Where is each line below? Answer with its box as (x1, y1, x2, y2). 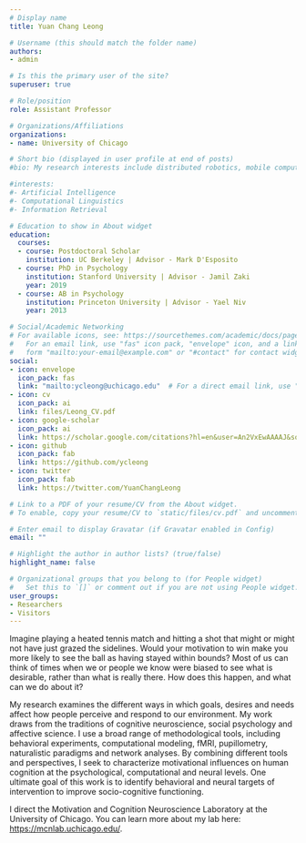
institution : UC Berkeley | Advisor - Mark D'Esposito (25, 256, 239, 265)
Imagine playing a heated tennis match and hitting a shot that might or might (9, 634, 295, 645)
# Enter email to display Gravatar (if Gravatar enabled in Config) (9, 524, 275, 533)
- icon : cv (9, 391, 51, 400)
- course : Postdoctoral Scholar (17, 247, 141, 256)
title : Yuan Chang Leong (9, 22, 104, 31)
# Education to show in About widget (9, 221, 153, 230)
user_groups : (9, 591, 59, 601)
